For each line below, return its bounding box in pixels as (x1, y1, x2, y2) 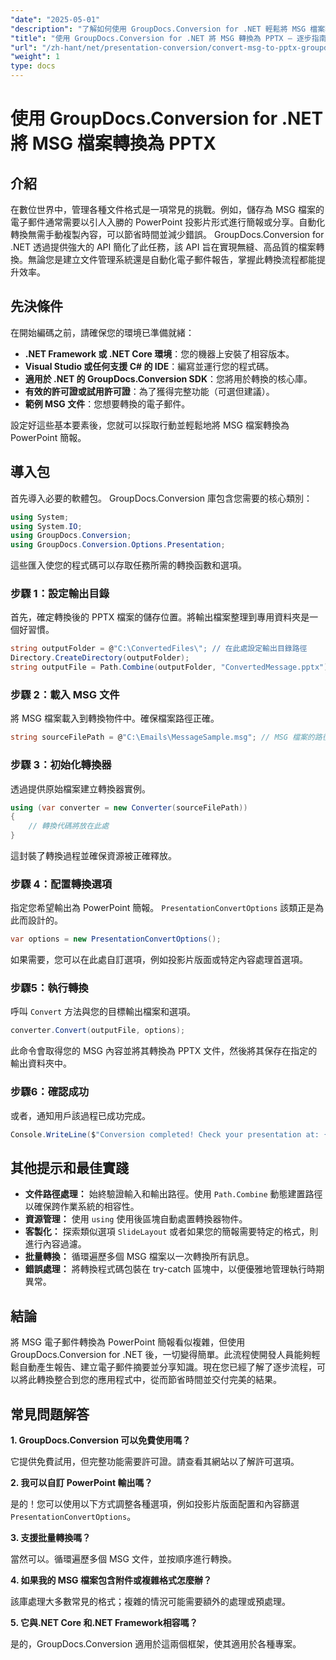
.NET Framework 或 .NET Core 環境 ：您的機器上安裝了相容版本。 (24, 347, 295, 360)
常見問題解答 (10, 1406, 90, 1423)
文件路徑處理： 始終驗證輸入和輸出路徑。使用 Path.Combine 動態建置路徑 (24, 1188, 323, 1200)
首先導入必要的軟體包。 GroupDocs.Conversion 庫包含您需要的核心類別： (10, 492, 313, 504)
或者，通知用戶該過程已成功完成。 (10, 1109, 151, 1121)
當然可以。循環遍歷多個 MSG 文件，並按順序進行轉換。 (10, 1552, 237, 1565)
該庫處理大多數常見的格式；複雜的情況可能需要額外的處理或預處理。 (10, 1595, 291, 1607)
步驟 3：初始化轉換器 (10, 758, 112, 772)
